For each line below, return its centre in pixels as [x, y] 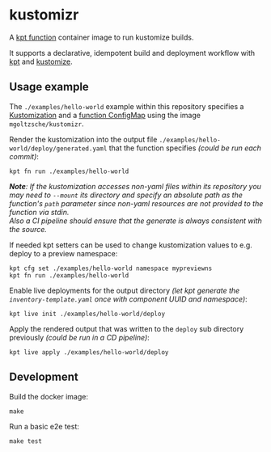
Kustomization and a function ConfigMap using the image [105, 115]
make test [26, 441]
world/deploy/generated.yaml [58, 148]
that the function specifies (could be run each [185, 148]
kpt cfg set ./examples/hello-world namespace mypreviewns [111, 268]
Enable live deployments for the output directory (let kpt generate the [125, 290]
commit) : [24, 156]
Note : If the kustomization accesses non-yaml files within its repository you [135, 186]
